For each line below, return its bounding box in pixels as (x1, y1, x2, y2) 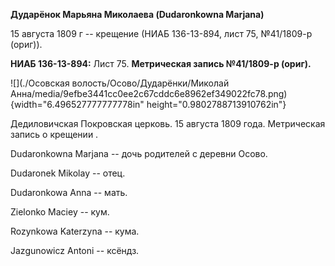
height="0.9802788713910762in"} (146, 99, 287, 110)
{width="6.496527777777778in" (10, 99, 145, 110)
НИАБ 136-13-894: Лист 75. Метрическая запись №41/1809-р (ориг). (10, 58, 312, 69)
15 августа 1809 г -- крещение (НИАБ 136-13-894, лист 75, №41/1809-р (10, 28, 313, 39)
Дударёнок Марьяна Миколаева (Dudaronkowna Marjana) (10, 9, 265, 20)
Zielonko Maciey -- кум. (10, 206, 110, 218)
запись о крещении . (10, 129, 99, 140)
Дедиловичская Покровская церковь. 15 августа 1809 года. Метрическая (10, 118, 326, 129)
